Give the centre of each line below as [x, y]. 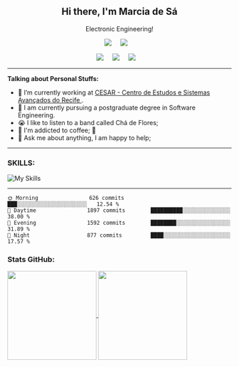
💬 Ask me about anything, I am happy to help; [84, 137]
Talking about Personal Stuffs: [53, 78]
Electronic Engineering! [119, 28]
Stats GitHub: [31, 260]
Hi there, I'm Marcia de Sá [119, 12]
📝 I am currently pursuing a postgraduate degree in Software [106, 107]
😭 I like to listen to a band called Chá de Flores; [88, 122]
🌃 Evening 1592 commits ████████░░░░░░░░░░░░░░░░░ [119, 223]
